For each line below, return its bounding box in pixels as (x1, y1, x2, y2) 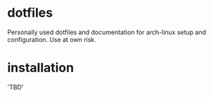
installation (7, 60, 75, 76)
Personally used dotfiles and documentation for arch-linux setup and (7, 28, 207, 36)
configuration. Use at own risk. (7, 35, 96, 43)
